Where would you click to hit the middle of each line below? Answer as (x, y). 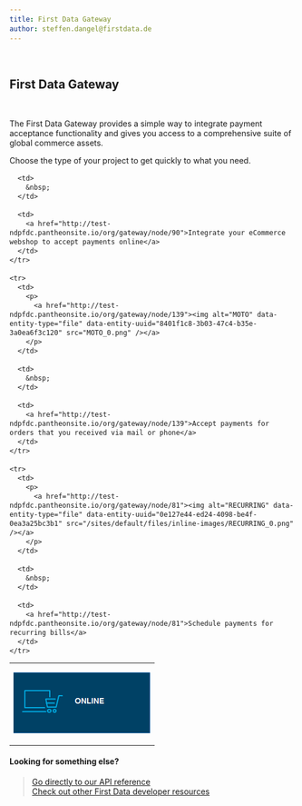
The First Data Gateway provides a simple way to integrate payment (136, 124)
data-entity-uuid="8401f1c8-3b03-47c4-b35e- (172, 324)
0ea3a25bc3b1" (36, 524)
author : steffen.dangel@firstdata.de (81, 29)
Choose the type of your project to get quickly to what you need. (130, 161)
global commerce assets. (57, 143)
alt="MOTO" (233, 315)
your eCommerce (257, 233)
